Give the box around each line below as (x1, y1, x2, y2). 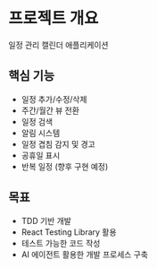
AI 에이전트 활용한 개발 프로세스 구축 (21, 248, 149, 260)
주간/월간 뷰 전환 (21, 105, 79, 116)
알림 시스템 (21, 127, 61, 138)
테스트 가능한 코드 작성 (21, 238, 101, 248)
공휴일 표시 (21, 150, 61, 160)
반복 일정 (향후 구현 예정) (21, 160, 109, 171)
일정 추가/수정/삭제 (21, 93, 87, 104)
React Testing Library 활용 (21, 226, 117, 238)
